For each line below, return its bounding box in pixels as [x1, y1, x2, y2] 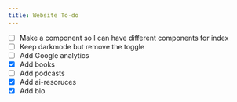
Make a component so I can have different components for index [19, 33, 229, 42]
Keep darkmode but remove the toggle [19, 42, 145, 51]
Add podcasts [19, 68, 65, 78]
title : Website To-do [8, 11, 79, 20]
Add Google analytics [19, 50, 89, 60]
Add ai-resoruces [19, 77, 77, 86]
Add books [19, 60, 55, 69]
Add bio [19, 86, 46, 95]
